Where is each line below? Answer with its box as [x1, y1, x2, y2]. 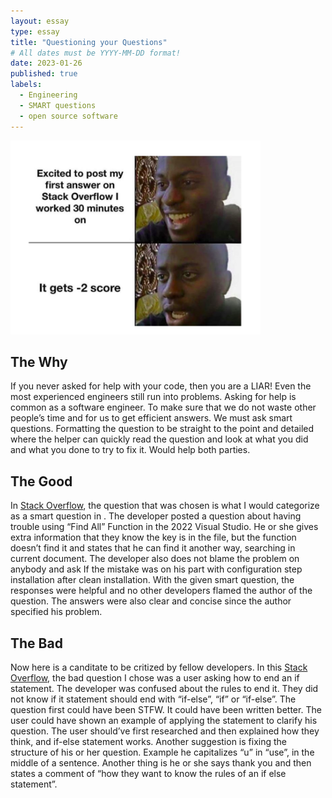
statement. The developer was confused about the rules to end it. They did [10, 682, 319, 694]
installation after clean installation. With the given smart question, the [10, 574, 295, 586]
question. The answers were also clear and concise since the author [10, 595, 292, 607]
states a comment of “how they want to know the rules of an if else [10, 767, 287, 779]
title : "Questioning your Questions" [10, 37, 168, 47]
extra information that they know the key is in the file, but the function [10, 531, 297, 544]
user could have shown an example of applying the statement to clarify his [10, 714, 318, 726]
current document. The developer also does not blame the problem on [10, 553, 300, 565]
